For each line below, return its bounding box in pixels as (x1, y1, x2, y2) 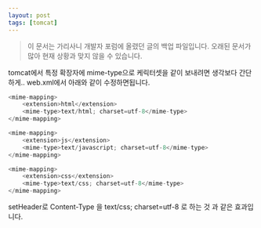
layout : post (8, 11, 51, 20)
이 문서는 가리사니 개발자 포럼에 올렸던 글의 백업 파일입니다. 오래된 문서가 (27, 41, 252, 51)
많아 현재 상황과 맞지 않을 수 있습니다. (27, 51, 143, 60)
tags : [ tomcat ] (8, 19, 58, 27)
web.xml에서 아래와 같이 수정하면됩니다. (26, 78, 150, 87)
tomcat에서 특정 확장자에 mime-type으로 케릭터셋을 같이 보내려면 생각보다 (8, 67, 237, 77)
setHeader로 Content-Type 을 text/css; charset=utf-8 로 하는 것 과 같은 (8, 202, 234, 212)
